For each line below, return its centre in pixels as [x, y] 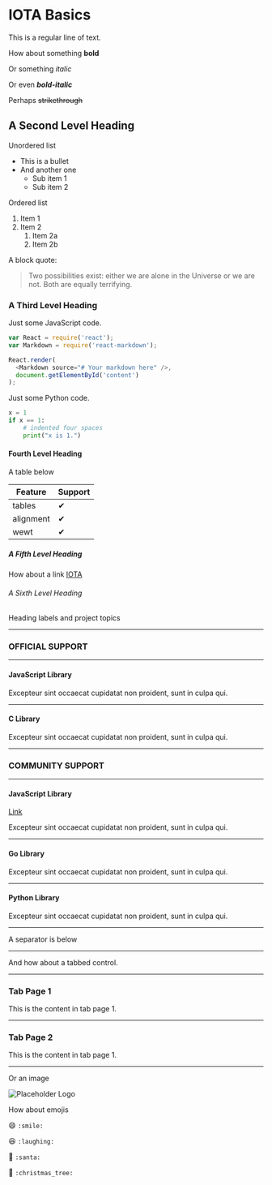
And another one [48, 170]
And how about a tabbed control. [64, 962]
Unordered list [32, 145]
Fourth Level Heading [45, 454]
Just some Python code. [49, 398]
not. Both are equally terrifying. [80, 284]
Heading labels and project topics [64, 618]
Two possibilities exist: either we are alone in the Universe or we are [141, 275]
